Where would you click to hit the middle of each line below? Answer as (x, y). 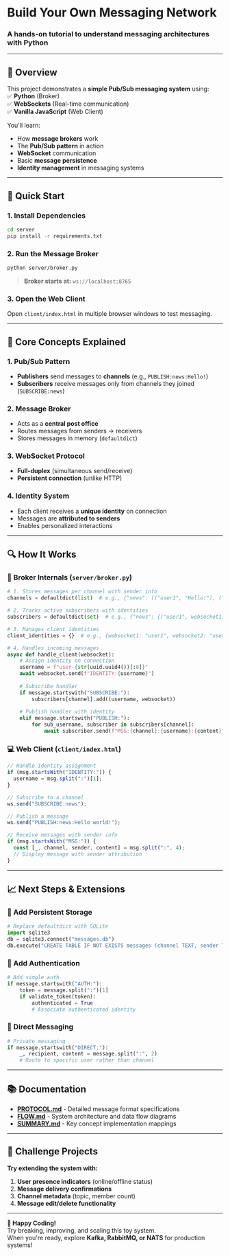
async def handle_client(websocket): (61, 654)
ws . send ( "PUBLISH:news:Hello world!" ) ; (64, 823)
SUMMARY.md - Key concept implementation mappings (97, 1123)
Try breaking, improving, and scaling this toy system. (81, 1230)
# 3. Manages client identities (53, 629)
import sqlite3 (29, 933)
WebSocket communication (56, 153)
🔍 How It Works (42, 555)
